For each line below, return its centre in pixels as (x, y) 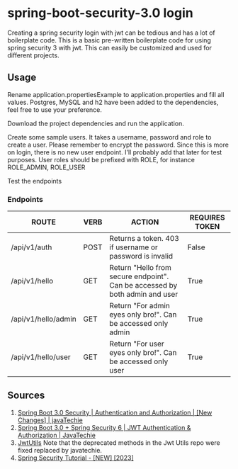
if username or (134, 247)
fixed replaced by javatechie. (60, 450)
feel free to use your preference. (55, 109)
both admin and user (144, 294)
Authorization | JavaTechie (56, 435)
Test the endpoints (35, 181)
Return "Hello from (141, 268)
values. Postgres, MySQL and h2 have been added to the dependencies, (113, 102)
